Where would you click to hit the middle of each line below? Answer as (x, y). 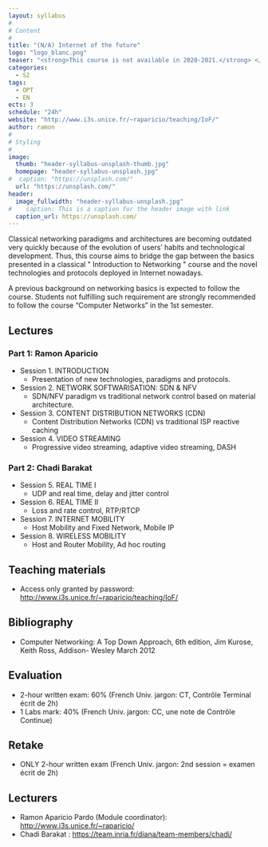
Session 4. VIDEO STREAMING (70, 438)
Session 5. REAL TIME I (58, 485)
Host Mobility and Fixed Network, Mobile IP (103, 527)
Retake (26, 745)
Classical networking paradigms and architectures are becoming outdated (130, 239)
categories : (28, 68)
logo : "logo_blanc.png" (48, 53)
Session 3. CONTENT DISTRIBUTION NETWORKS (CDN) (112, 413)
